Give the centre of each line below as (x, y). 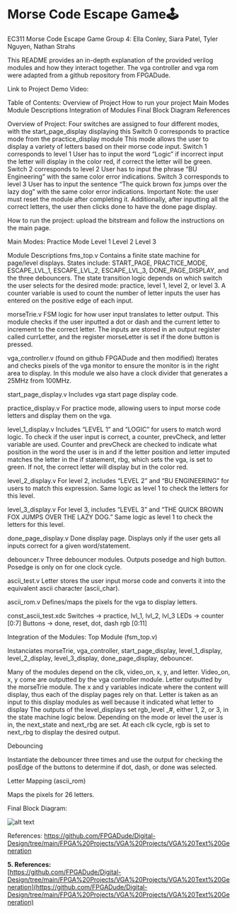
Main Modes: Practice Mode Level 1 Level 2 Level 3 (82, 242)
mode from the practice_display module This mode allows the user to (108, 139)
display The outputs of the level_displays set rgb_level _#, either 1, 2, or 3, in (118, 709)
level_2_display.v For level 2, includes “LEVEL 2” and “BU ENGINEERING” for (118, 480)
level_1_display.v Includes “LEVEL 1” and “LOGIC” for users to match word (114, 429)
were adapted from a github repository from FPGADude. (89, 75)
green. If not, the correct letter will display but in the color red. (98, 467)
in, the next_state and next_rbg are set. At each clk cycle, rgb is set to (109, 725)
